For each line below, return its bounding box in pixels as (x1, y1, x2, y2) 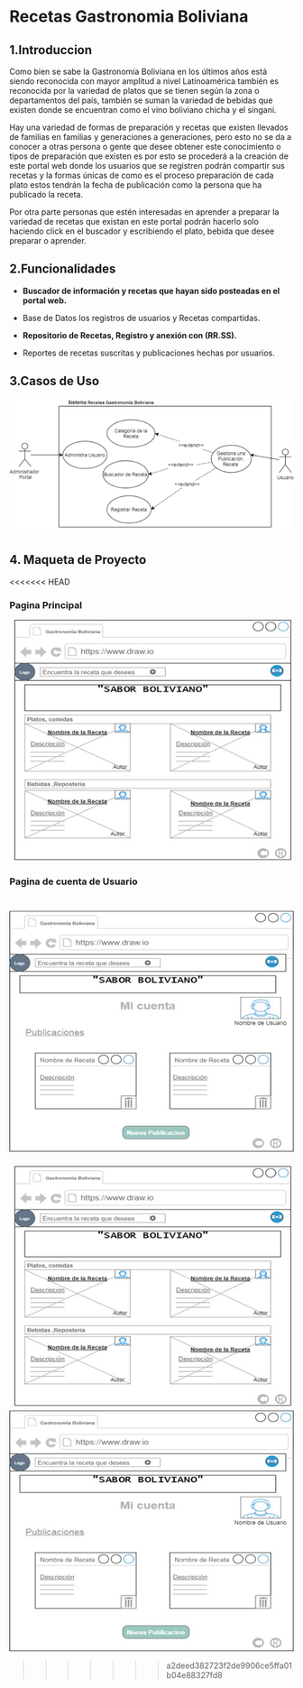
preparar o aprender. (9, 235, 87, 245)
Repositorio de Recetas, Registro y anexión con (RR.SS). (22, 329, 237, 340)
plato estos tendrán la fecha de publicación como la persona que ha (9, 180, 262, 190)
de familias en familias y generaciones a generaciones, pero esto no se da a (9, 132, 292, 142)
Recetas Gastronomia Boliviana (9, 6, 249, 27)
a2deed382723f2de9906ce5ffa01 (166, 1660, 293, 1671)
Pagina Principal (9, 598, 83, 611)
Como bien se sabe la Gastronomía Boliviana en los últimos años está (9, 66, 268, 77)
